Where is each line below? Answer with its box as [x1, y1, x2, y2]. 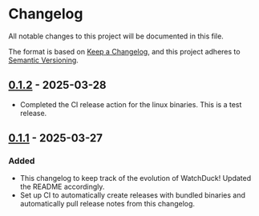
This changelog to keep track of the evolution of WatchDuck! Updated [19, 174, 252, 183]
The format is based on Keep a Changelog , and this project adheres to [8, 46, 241, 56]
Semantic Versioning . [8, 55, 79, 65]
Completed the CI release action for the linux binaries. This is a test [19, 99, 242, 109]
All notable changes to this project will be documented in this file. [8, 31, 225, 41]
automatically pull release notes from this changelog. [19, 199, 195, 209]
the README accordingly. [19, 182, 105, 192]
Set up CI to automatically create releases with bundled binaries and [19, 190, 246, 200]
